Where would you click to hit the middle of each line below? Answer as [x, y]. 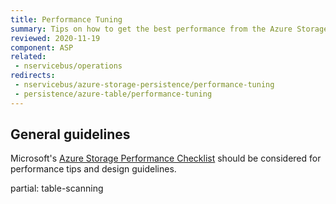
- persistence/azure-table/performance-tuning [113, 94]
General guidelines [70, 134]
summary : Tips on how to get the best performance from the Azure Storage [169, 29]
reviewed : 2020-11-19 [55, 38]
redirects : [33, 76]
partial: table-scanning [57, 188]
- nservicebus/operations [68, 66]
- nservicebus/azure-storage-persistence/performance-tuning [144, 85]
